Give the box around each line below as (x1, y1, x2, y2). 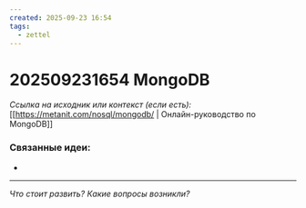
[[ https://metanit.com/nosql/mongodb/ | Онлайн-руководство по (9, 109, 257, 120)
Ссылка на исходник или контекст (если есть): (9, 99, 192, 110)
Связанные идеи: (9, 142, 91, 154)
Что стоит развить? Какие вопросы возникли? (9, 188, 190, 199)
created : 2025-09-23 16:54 (9, 13, 112, 23)
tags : (9, 22, 30, 31)
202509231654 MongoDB (9, 69, 210, 90)
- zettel (17, 30, 51, 39)
